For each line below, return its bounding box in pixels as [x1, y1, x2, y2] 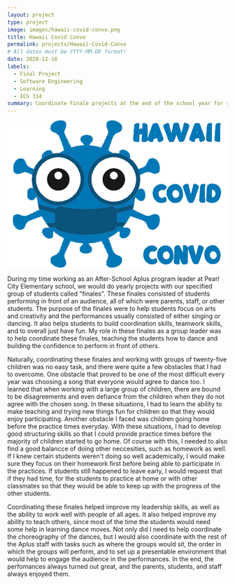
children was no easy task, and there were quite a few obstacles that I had [7, 363, 222, 371]
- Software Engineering [13, 78, 83, 85]
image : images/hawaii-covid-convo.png [7, 26, 120, 33]
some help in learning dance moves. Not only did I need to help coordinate [7, 525, 222, 534]
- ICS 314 [13, 92, 42, 99]
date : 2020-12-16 [7, 56, 58, 63]
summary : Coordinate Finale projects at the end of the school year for [7, 100, 224, 107]
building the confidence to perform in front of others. [7, 342, 160, 350]
